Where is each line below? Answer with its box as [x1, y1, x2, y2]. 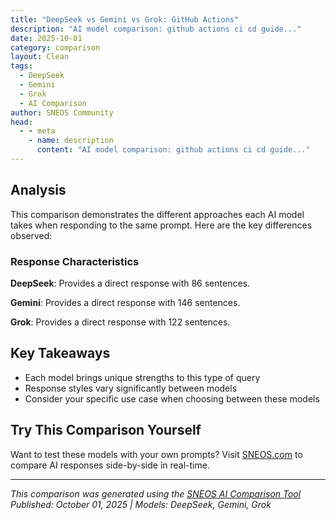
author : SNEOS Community [10, 107, 114, 118]
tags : [10, 61, 33, 71]
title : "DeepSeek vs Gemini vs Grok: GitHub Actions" [10, 14, 240, 25]
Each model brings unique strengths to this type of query [24, 371, 261, 383]
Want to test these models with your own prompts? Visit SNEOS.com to [10, 448, 303, 460]
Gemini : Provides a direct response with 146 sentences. [10, 296, 241, 308]
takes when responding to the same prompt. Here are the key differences [10, 219, 313, 231]
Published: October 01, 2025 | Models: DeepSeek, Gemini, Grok [10, 498, 272, 510]
